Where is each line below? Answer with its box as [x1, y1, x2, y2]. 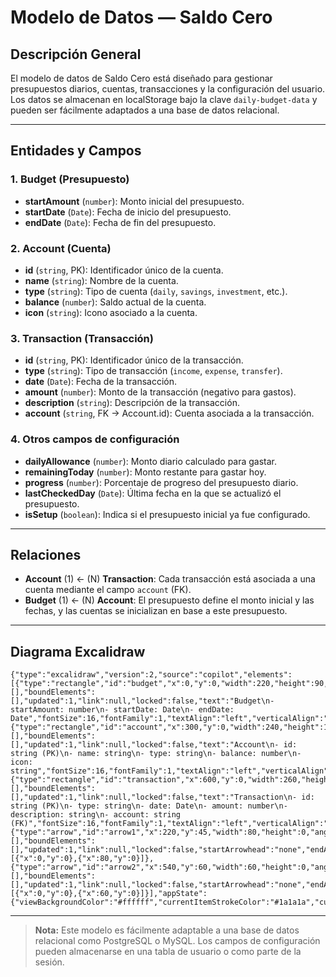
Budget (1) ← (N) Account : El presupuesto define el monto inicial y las [24, 594, 315, 606]
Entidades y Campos [10, 142, 142, 160]
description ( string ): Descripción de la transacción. [24, 397, 240, 409]
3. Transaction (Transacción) [10, 331, 154, 345]
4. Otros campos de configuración [10, 432, 180, 446]
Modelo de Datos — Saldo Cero [10, 6, 273, 29]
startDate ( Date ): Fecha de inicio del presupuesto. [24, 206, 232, 218]
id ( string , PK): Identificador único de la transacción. [24, 354, 244, 366]
